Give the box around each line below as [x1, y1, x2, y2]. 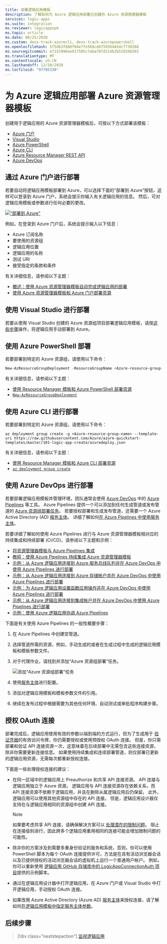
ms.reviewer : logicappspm [5, 26, 59, 31]
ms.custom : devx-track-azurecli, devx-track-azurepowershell [5, 40, 135, 45]
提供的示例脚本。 [16, 869, 52, 875]
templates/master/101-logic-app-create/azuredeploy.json [5, 440, 126, 445]
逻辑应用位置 [12, 244, 39, 250]
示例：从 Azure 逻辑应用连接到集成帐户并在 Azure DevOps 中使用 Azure [12, 597, 160, 603]
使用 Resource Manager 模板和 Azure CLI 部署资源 [12, 460, 116, 466]
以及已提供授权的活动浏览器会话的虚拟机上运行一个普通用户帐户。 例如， [12, 857, 162, 863]
